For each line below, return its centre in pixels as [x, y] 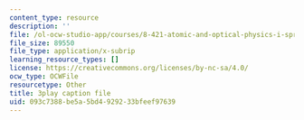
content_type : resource [54, 18]
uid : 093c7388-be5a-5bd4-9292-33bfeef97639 [93, 102]
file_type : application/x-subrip [72, 51]
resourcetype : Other [48, 85]
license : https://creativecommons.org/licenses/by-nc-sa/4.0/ [129, 69]
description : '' [40, 26]
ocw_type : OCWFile [44, 77]
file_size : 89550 [42, 43]
